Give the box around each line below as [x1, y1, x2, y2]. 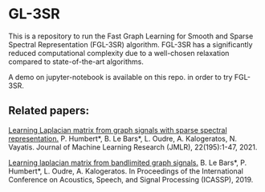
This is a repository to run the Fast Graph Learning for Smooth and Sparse [8, 31, 254, 41]
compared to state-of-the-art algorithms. [8, 57, 145, 66]
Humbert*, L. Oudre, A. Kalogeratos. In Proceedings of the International [8, 166, 243, 176]
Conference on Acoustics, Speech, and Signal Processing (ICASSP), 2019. [8, 174, 254, 184]
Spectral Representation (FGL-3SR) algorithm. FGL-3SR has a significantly [8, 39, 253, 49]
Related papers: [8, 104, 90, 118]
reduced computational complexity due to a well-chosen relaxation [8, 48, 230, 58]
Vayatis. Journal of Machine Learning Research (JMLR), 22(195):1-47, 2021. [8, 142, 258, 152]
